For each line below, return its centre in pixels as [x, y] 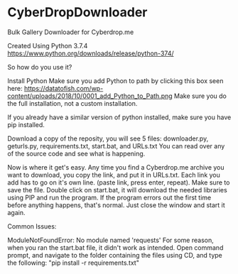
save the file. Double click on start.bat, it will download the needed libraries [117, 190]
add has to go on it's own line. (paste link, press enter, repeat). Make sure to [119, 182]
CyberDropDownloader [77, 12]
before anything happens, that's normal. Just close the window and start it [116, 205]
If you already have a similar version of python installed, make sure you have [119, 117]
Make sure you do [200, 96]
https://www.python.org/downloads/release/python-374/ [91, 53]
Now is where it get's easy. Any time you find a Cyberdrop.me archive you [116, 167]
